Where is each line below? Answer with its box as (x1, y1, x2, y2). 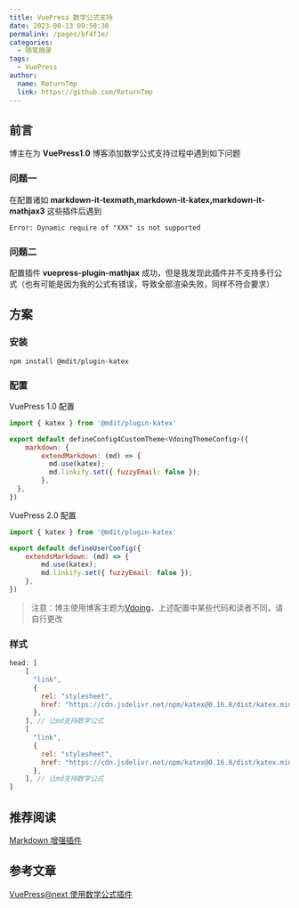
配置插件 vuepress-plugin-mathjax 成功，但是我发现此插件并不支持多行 (9, 267, 275, 278)
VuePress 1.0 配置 (9, 401, 76, 411)
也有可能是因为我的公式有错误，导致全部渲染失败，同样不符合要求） (24, 278, 274, 289)
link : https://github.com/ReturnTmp (17, 87, 153, 96)
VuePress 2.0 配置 (9, 509, 77, 521)
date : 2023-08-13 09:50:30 (9, 21, 109, 30)
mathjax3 (9, 206, 45, 216)
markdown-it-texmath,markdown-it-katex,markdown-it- (50, 194, 265, 205)
